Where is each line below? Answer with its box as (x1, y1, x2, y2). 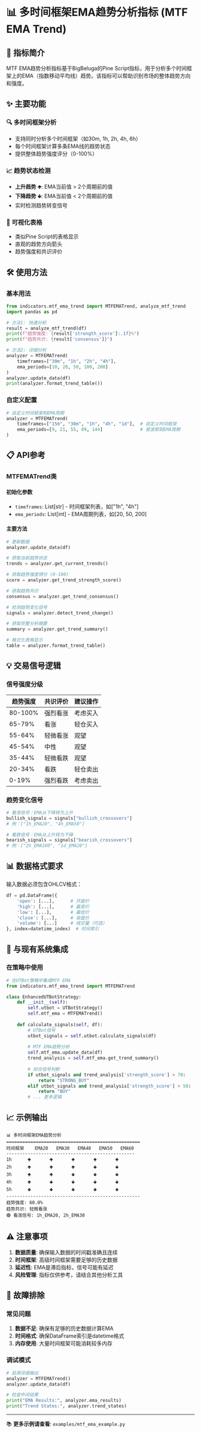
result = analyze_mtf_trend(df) (6, 325, 87, 331)
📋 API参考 (6, 450, 46, 460)
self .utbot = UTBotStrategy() (28, 1005, 103, 1011)
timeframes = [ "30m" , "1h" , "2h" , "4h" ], (17, 358, 117, 364)
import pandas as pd (6, 309, 58, 315)
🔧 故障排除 (6, 1290, 45, 1301)
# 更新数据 (6, 539, 30, 545)
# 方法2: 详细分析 (6, 347, 47, 354)
